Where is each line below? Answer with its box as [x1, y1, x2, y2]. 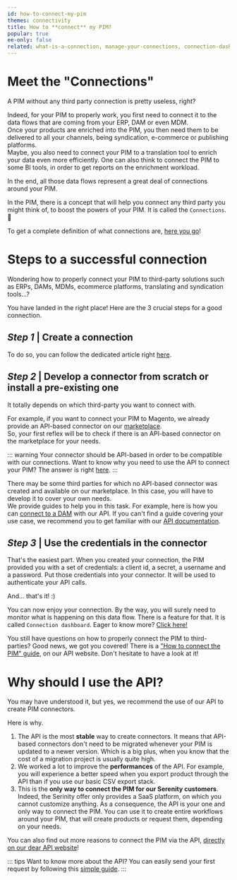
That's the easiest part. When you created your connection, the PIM [7, 556, 205, 564]
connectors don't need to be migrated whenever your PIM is [37, 739, 213, 749]
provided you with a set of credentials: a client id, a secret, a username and [7, 563, 226, 572]
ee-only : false [7, 37, 52, 44]
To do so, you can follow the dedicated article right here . [7, 350, 172, 359]
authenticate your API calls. [7, 578, 87, 587]
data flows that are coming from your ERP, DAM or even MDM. [7, 118, 189, 126]
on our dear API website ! [7, 843, 80, 852]
